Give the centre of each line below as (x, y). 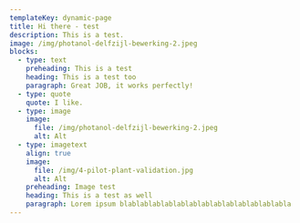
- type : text (42, 60)
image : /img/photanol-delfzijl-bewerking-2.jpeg (103, 43)
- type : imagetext (53, 145)
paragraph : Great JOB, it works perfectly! (110, 86)
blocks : (24, 52)
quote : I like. (55, 102)
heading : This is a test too (81, 77)
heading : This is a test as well (89, 196)
